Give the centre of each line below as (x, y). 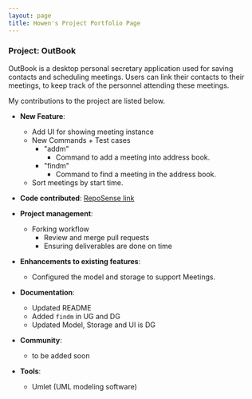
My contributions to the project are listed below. (87, 101)
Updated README (61, 307)
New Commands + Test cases (81, 140)
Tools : (30, 371)
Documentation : (47, 292)
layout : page (30, 16)
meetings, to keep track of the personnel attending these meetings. (119, 85)
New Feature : (42, 116)
